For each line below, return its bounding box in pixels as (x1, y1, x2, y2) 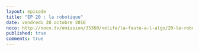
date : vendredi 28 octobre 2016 (6, 19, 86, 25)
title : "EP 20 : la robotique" (6, 14, 84, 20)
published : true (6, 30, 46, 36)
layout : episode (6, 8, 46, 15)
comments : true (6, 36, 44, 42)
